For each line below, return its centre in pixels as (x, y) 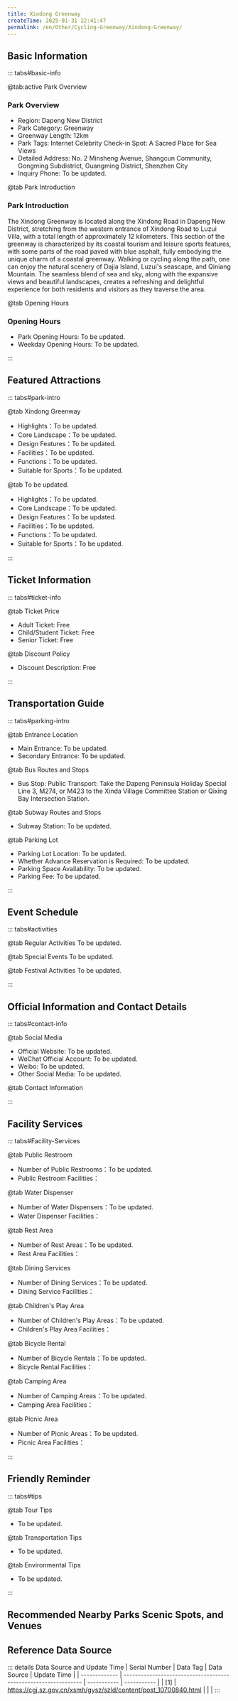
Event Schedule (43, 912)
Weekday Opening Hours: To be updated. (78, 345)
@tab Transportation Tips (45, 1537)
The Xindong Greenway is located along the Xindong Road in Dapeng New (117, 221)
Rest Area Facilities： (49, 1253)
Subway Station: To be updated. (64, 826)
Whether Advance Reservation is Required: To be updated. (103, 861)
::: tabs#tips (25, 1496)
